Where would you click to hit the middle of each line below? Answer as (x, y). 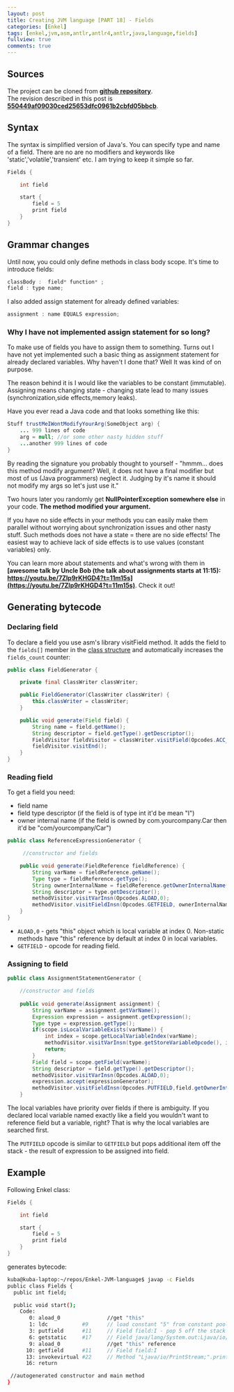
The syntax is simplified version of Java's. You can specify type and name (114, 144)
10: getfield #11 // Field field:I (91, 1350)
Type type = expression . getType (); (84, 1023)
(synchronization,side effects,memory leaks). (72, 398)
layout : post (26, 14)
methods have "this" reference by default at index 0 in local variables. (117, 938)
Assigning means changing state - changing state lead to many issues (108, 390)
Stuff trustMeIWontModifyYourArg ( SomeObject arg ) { (84, 424)
